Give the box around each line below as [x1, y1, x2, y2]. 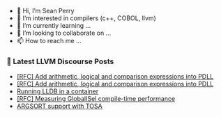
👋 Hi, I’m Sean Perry [16, 7, 75, 15]
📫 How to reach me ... [16, 37, 82, 45]
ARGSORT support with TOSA [16, 102, 102, 111]
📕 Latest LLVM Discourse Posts [6, 56, 114, 66]
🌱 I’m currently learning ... [16, 22, 91, 29]
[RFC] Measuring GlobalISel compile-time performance [16, 95, 176, 103]
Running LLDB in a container [16, 87, 99, 95]
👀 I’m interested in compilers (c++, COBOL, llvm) [16, 14, 156, 22]
